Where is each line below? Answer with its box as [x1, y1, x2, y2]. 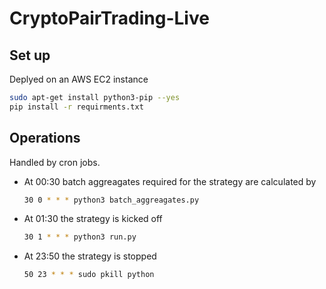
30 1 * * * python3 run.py [23, 232, 137, 242]
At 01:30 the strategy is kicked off [23, 213, 163, 225]
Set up [9, 47, 51, 64]
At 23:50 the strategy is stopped [23, 250, 157, 262]
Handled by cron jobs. [9, 156, 101, 168]
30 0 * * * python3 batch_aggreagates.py [23, 195, 200, 205]
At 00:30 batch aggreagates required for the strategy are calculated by [23, 175, 317, 187]
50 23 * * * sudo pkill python [23, 270, 155, 280]
